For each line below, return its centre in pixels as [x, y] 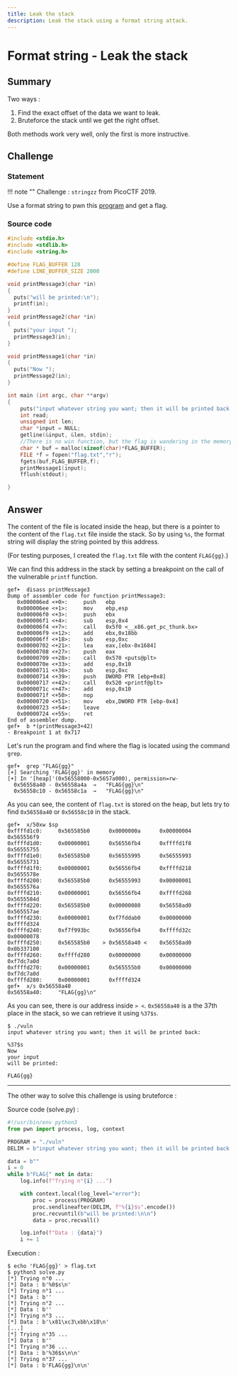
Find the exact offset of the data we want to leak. [89, 112]
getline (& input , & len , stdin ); [66, 435]
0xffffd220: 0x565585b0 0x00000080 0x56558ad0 [100, 906]
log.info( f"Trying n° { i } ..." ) [66, 1181]
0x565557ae [23, 912]
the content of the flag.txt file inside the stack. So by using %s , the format [116, 534]
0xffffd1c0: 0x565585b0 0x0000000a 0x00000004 [100, 831]
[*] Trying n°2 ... [36, 1304]
